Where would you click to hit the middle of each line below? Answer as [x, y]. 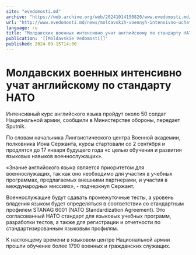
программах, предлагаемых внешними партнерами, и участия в [87, 180]
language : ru [22, 28]
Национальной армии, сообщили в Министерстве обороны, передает [93, 120]
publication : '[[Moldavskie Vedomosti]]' [57, 39]
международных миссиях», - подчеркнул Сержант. [70, 186]
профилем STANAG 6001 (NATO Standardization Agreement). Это [86, 209]
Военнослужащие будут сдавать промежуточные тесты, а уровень [90, 197]
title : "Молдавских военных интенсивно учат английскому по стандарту [94, 33]
